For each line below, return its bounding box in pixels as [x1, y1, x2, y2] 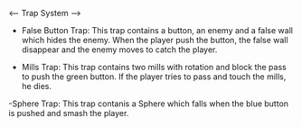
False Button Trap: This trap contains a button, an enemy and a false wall [21, 25, 293, 35]
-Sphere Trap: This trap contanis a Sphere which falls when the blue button [8, 98, 289, 109]
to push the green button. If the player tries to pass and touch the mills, [21, 71, 287, 82]
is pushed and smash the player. [8, 108, 129, 118]
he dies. [21, 81, 52, 91]
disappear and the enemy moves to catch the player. [21, 44, 218, 55]
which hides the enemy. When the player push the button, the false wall [21, 35, 288, 45]
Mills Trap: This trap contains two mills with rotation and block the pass [21, 62, 287, 72]
